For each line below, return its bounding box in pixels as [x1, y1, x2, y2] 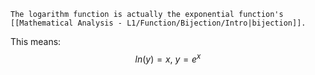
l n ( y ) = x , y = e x [134, 51, 202, 65]
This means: [10, 36, 62, 47]
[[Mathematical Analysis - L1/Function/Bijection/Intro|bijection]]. [10, 18, 307, 28]
